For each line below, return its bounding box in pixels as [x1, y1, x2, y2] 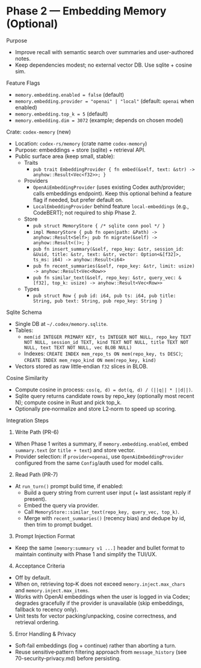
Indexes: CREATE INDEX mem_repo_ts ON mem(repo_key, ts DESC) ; [23, 350, 184, 357]
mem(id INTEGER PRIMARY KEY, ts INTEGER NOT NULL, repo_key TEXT [23, 334, 191, 340]
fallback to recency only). [14, 605, 78, 613]
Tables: [14, 326, 34, 334]
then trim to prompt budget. [23, 521, 93, 528]
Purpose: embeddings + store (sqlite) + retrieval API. [14, 146, 146, 153]
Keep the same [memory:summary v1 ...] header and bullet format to [14, 544, 185, 551]
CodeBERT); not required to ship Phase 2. [32, 209, 137, 216]
